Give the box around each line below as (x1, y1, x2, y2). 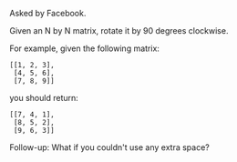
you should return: (9, 93, 79, 103)
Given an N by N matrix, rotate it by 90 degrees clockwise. (9, 25, 229, 35)
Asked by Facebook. (9, 8, 87, 18)
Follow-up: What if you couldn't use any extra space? (9, 142, 210, 153)
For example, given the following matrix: (9, 43, 160, 54)
